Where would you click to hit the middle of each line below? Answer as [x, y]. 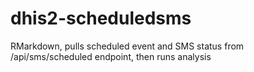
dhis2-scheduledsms [101, 18]
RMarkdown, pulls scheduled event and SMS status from [127, 46]
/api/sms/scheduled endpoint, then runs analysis [111, 56]
